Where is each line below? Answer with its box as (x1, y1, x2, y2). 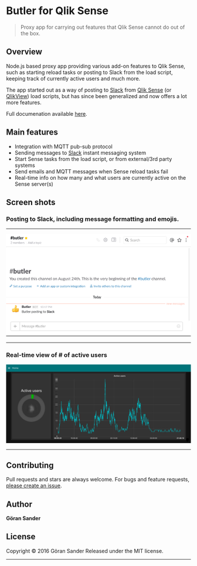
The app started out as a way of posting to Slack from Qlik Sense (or (6, 86, 172, 93)
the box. (20, 29, 41, 36)
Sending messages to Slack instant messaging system (14, 149, 147, 156)
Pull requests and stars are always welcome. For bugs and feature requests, (6, 476, 189, 483)
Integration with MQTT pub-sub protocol (14, 143, 113, 150)
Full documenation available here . (6, 110, 87, 117)
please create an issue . (6, 482, 63, 489)
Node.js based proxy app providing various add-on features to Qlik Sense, (6, 62, 186, 69)
